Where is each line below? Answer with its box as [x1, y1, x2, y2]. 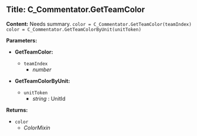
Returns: [6, 106, 28, 114]
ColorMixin [23, 124, 50, 131]
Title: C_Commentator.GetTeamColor [6, 5, 145, 15]
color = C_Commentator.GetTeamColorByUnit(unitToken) [6, 26, 142, 32]
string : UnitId [32, 95, 66, 102]
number [32, 66, 52, 73]
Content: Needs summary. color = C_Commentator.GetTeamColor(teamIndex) [6, 20, 192, 27]
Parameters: [6, 37, 37, 44]
